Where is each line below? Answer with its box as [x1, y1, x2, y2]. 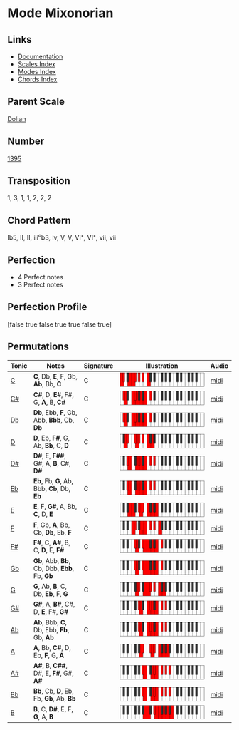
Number [7, 135, 45, 148]
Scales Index [17, 60, 55, 68]
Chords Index [17, 75, 58, 83]
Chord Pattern [7, 214, 71, 226]
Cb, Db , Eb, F [33, 528, 73, 536]
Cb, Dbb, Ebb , [33, 564, 75, 572]
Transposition [7, 175, 71, 187]
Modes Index [17, 68, 56, 76]
